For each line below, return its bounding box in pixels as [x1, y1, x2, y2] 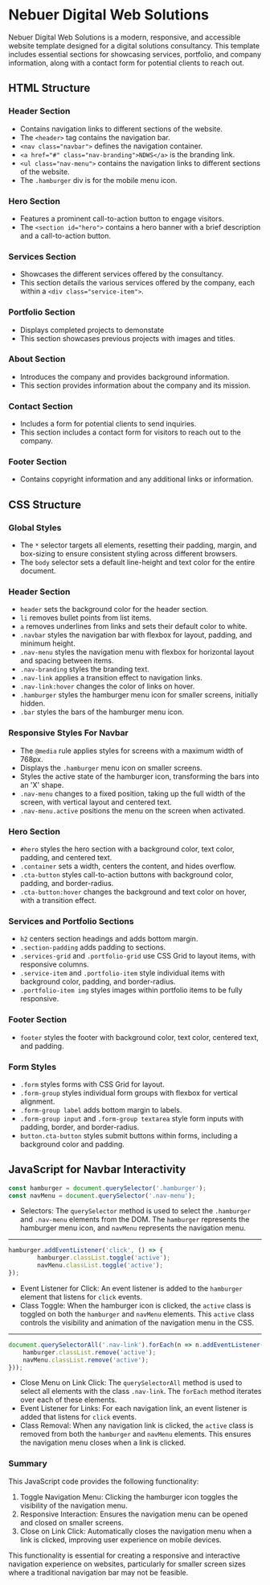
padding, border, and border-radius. [19, 1122, 140, 1132]
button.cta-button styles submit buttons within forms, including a [19, 1130, 239, 1140]
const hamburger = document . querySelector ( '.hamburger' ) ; [8, 1184, 207, 1192]
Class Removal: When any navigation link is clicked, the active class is [19, 1421, 254, 1430]
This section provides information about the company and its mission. [19, 381, 252, 390]
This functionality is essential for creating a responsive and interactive [8, 1550, 241, 1560]
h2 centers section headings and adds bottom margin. [19, 934, 198, 944]
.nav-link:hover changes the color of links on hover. [19, 681, 195, 691]
